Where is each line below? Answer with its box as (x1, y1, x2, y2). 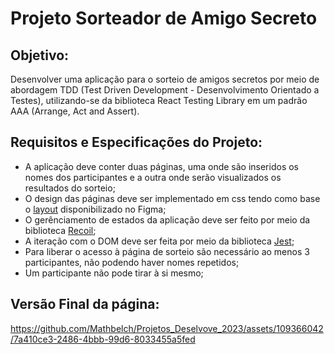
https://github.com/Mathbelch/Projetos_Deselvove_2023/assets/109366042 (10, 322, 324, 334)
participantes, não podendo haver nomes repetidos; (24, 256, 240, 268)
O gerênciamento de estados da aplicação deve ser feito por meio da (24, 213, 311, 226)
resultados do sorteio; (24, 182, 116, 194)
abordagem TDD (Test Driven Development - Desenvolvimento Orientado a (10, 84, 320, 96)
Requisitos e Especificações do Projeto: (10, 134, 263, 151)
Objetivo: (10, 47, 70, 64)
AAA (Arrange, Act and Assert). (10, 105, 140, 117)
